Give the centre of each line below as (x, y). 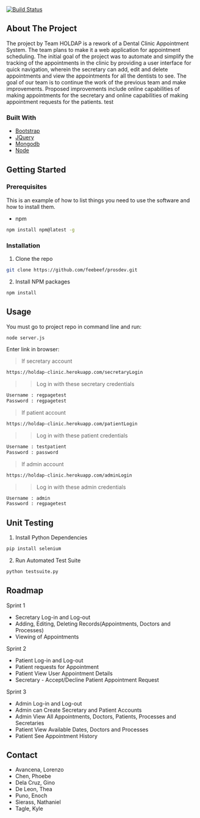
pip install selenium (34, 549)
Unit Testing (30, 523)
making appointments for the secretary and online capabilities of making (97, 95)
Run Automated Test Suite (48, 560)
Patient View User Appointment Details (64, 673)
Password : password (33, 452)
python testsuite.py (33, 571)
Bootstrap (27, 131)
